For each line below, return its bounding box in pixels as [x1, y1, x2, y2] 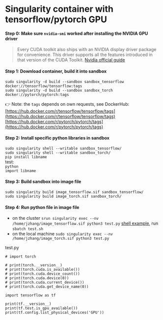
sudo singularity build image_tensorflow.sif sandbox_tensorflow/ [5, 190, 144, 195]
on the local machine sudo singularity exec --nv [12, 231, 113, 237]
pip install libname [5, 154, 48, 159]
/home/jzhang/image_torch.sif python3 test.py [12, 236, 109, 241]
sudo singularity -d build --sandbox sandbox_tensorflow [5, 79, 124, 84]
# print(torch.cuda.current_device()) [5, 280, 84, 285]
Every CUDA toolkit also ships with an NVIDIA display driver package [17, 47, 157, 53]
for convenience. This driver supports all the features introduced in [17, 52, 153, 58]
